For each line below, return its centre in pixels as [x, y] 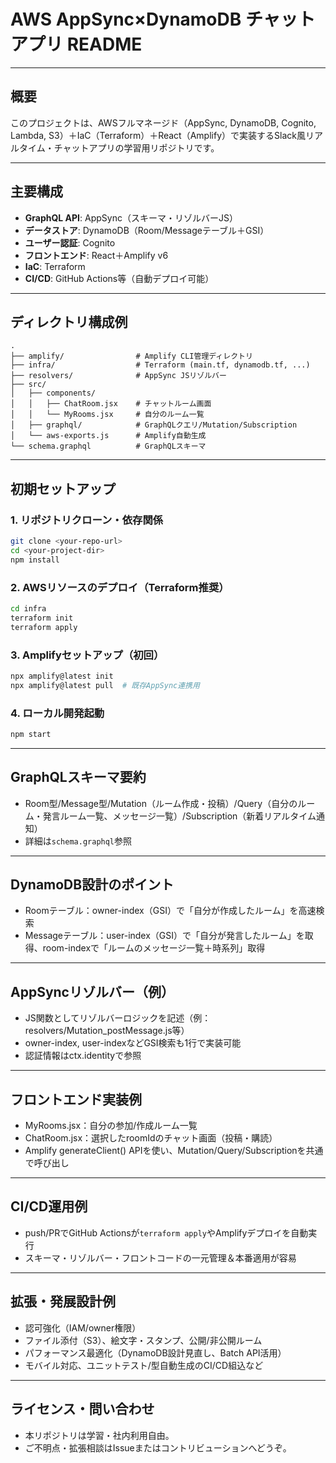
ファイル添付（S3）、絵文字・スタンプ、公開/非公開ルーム [143, 1340]
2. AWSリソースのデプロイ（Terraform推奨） [120, 587]
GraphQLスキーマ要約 [78, 777]
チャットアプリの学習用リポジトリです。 [136, 147]
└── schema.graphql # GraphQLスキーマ [108, 446]
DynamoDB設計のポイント [92, 885]
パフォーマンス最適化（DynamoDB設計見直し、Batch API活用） [155, 1352]
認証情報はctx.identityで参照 [83, 1056]
